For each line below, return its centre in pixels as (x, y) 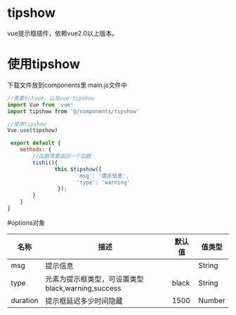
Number (212, 300)
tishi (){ (45, 163)
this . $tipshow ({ (78, 169)
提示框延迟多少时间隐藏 (84, 301)
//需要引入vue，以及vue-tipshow (51, 98)
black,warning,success (83, 288)
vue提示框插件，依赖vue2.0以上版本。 (63, 33)
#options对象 (26, 222)
